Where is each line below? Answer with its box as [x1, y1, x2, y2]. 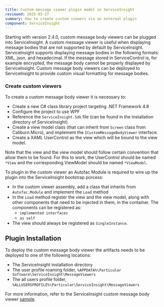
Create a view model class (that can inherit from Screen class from [12, 124, 146, 130]
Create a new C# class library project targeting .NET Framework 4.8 [12, 103, 149, 109]
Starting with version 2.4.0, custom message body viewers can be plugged [5, 34, 157, 40]
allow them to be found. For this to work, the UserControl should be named [5, 154, 156, 160]
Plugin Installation [5, 234, 62, 242]
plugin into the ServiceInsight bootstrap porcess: [5, 174, 104, 180]
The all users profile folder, [12, 277, 67, 283]
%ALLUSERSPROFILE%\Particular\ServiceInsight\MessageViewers [12, 283, 140, 287]
